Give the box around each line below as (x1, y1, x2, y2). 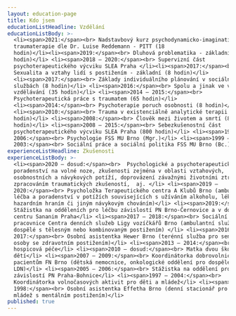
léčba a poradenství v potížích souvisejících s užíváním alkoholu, (13, 194, 218, 201)
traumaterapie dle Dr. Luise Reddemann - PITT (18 (13, 43, 165, 50)
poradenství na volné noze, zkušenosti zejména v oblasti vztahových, (13, 167, 225, 175)
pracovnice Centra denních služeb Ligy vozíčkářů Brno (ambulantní (13, 220, 216, 227)
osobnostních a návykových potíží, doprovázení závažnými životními (13, 174, 218, 181)
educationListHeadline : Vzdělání (7, 23, 105, 30)
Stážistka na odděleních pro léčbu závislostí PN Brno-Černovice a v (13, 207, 221, 214)
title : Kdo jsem (7, 17, 55, 24)
